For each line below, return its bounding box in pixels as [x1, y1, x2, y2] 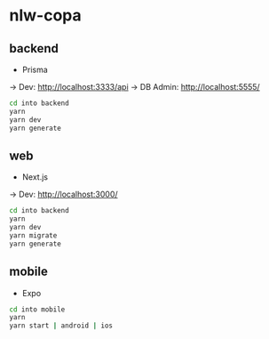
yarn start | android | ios [9, 321, 114, 330]
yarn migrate [9, 230, 58, 240]
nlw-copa [9, 5, 82, 26]
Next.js [21, 172, 49, 182]
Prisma [21, 64, 49, 75]
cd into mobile [9, 304, 66, 314]
